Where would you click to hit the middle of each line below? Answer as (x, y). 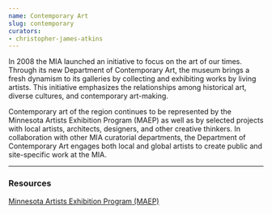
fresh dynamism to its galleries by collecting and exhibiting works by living (132, 79)
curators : (25, 31)
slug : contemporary (41, 24)
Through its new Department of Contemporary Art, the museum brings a (129, 71)
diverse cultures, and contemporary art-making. (88, 96)
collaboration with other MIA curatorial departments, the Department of (127, 138)
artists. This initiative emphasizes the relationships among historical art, (127, 88)
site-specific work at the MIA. (57, 155)
